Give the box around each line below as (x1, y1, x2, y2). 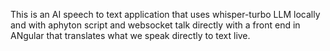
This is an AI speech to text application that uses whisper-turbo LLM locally (10, 9, 321, 20)
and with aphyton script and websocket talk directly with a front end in (10, 19, 301, 31)
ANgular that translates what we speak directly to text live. (10, 30, 251, 41)
